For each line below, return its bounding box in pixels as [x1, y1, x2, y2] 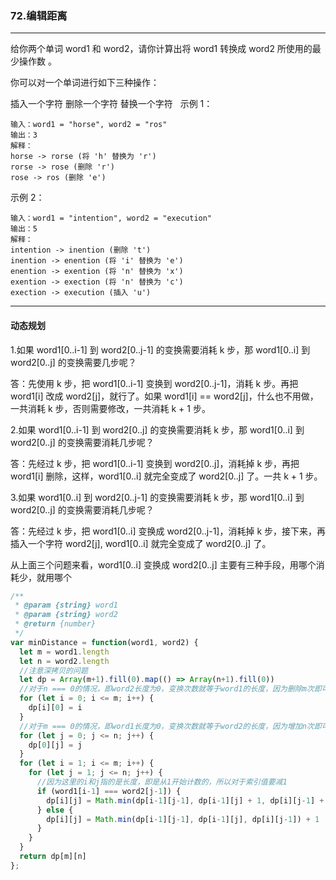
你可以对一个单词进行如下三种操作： [10, 77, 160, 89]
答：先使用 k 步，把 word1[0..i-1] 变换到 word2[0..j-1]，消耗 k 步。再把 [10, 377, 299, 389]
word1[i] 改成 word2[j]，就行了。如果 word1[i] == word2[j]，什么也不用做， [10, 390, 319, 402]
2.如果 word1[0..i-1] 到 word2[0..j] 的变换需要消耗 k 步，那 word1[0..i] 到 [10, 423, 305, 436]
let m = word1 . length [19, 647, 110, 657]
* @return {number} [14, 619, 97, 629]
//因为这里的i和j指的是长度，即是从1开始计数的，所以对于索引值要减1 [36, 777, 288, 787]
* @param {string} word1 [14, 600, 118, 611]
